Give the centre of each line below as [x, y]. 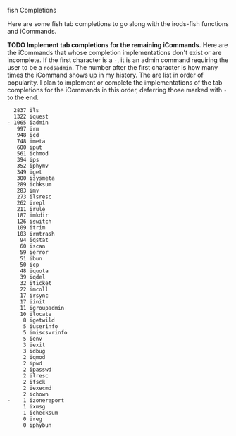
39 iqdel [33, 277]
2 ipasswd [37, 370]
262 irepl [31, 203]
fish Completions [32, 10]
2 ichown [36, 394]
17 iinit [33, 302]
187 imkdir [33, 215]
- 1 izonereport [36, 401]
